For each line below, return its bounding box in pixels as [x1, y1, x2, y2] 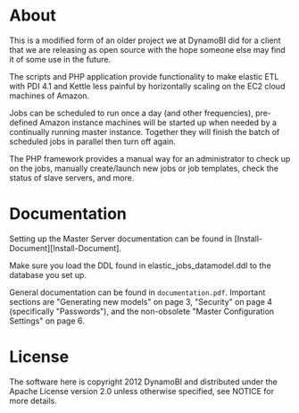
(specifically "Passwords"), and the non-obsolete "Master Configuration [9, 306, 275, 316]
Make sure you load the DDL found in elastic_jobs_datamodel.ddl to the [9, 260, 271, 271]
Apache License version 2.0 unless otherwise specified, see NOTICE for [9, 385, 275, 396]
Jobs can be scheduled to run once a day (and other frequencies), [9, 107, 254, 118]
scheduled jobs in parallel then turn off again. [9, 136, 176, 147]
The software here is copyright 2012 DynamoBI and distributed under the [9, 376, 278, 387]
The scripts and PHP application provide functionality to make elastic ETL [9, 71, 279, 81]
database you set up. [9, 269, 87, 280]
